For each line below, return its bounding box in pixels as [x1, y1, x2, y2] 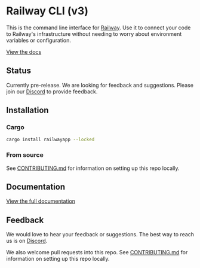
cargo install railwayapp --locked [6, 136, 95, 143]
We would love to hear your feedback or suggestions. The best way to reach [6, 231, 195, 238]
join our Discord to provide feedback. [6, 88, 98, 95]
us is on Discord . [6, 237, 48, 245]
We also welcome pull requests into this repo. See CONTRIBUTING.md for [6, 249, 188, 256]
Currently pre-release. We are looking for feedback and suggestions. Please [6, 81, 194, 89]
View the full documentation [6, 197, 76, 205]
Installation [6, 105, 49, 115]
